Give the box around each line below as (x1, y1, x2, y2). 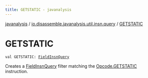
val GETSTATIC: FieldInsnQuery (5, 54, 70, 59)
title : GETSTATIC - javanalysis (5, 7, 72, 12)
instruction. (5, 68, 28, 74)
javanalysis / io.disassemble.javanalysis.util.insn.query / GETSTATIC (5, 21, 143, 27)
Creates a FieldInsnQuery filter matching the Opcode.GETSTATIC (5, 63, 137, 69)
